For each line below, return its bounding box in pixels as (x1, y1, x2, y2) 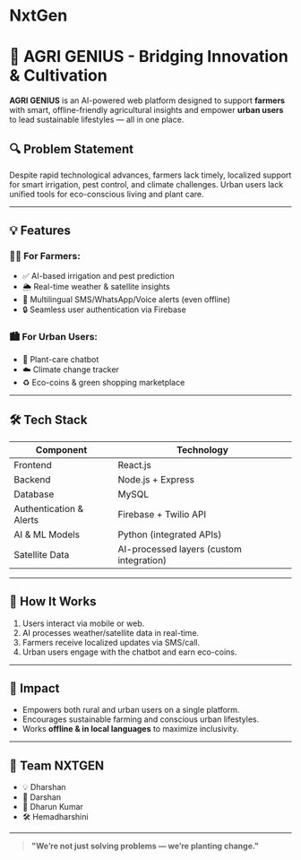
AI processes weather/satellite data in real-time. (21, 627, 200, 638)
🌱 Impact (9, 681, 60, 696)
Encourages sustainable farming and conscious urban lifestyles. (21, 714, 260, 725)
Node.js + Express (117, 473, 195, 485)
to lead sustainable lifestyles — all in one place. (9, 114, 185, 126)
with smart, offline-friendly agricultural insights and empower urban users (9, 105, 284, 116)
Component (35, 443, 88, 456)
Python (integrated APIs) (117, 528, 222, 541)
